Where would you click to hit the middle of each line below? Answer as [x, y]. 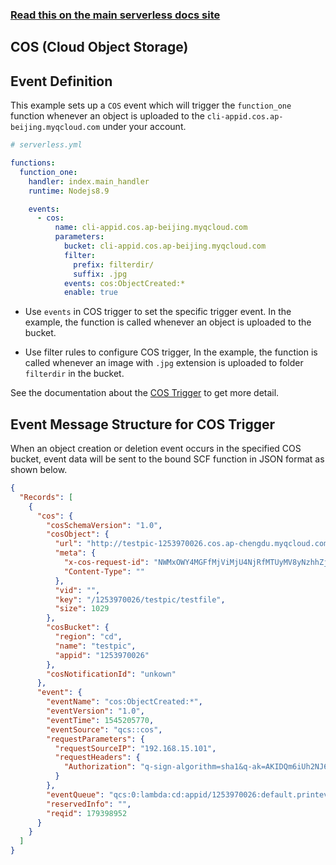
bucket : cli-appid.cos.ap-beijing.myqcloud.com [165, 246]
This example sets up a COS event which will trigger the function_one [151, 105]
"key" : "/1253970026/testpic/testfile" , [140, 599]
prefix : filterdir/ [114, 264]
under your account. [144, 127]
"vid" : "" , [77, 590]
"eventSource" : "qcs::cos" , [104, 729]
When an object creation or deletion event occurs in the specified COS [156, 449]
